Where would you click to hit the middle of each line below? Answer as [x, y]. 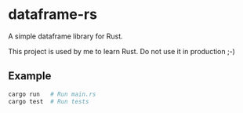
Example [30, 76]
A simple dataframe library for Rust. [65, 36]
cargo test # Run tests [49, 101]
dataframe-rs [53, 15]
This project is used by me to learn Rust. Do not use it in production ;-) [121, 51]
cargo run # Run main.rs [52, 94]
